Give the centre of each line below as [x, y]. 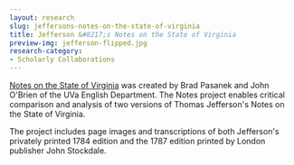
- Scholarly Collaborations [62, 60]
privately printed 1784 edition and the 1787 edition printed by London [138, 141]
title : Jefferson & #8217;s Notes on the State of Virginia [123, 34]
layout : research [42, 18]
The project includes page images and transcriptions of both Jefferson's [144, 131]
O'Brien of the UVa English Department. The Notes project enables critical [147, 95]
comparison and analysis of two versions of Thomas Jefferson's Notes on [147, 104]
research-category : [46, 51]
